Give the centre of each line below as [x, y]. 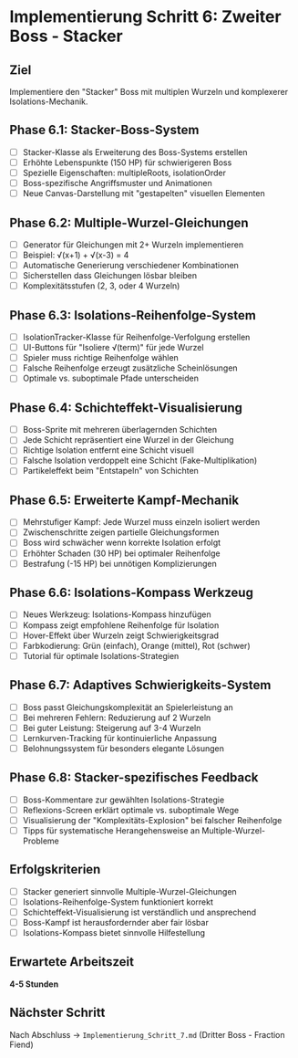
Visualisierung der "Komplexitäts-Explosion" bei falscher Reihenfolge [152, 820]
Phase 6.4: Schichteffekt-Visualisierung [126, 408]
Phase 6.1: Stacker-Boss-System [104, 130]
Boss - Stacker [66, 36]
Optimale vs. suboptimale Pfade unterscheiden [110, 378]
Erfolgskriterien [55, 869]
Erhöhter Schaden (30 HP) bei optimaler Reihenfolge [121, 553]
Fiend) [21, 1044]
